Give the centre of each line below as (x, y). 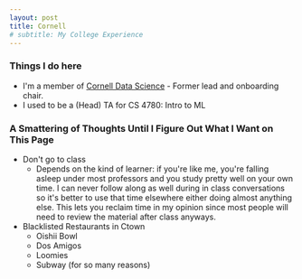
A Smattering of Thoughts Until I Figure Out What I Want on (142, 128)
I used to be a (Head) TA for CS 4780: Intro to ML (114, 105)
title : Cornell (38, 26)
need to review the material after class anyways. (126, 217)
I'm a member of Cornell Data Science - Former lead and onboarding (151, 86)
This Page (32, 139)
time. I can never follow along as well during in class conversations (160, 188)
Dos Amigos (59, 246)
